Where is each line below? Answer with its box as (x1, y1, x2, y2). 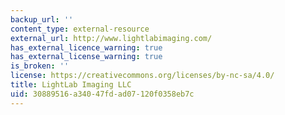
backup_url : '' (10, 14, 74, 25)
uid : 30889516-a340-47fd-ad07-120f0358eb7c (10, 89, 195, 99)
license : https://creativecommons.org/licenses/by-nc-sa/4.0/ (10, 71, 275, 81)
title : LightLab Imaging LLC (10, 80, 132, 90)
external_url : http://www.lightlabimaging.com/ (10, 33, 213, 43)
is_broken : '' (10, 61, 70, 71)
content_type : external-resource (10, 24, 150, 34)
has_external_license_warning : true (10, 52, 163, 62)
